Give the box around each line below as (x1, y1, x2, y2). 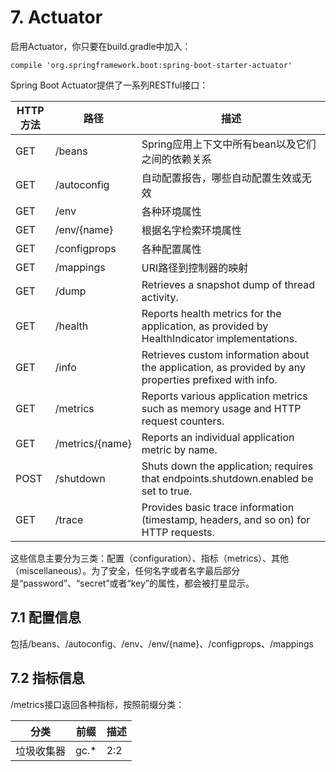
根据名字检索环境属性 (141, 223, 242, 237)
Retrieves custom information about (141, 347, 310, 361)
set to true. (141, 484, 193, 498)
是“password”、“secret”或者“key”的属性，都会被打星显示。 (10, 577, 255, 589)
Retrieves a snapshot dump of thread (141, 277, 316, 291)
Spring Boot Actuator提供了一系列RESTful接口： (10, 79, 209, 91)
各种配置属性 (141, 242, 202, 256)
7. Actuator (10, 6, 103, 29)
